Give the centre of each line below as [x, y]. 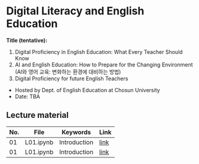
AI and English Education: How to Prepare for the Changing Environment [104, 65]
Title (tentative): [27, 40]
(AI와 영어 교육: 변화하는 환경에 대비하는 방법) [68, 72]
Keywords [76, 132]
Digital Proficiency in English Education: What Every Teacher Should [99, 51]
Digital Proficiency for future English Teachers [71, 78]
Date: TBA [27, 96]
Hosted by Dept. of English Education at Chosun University [87, 90]
